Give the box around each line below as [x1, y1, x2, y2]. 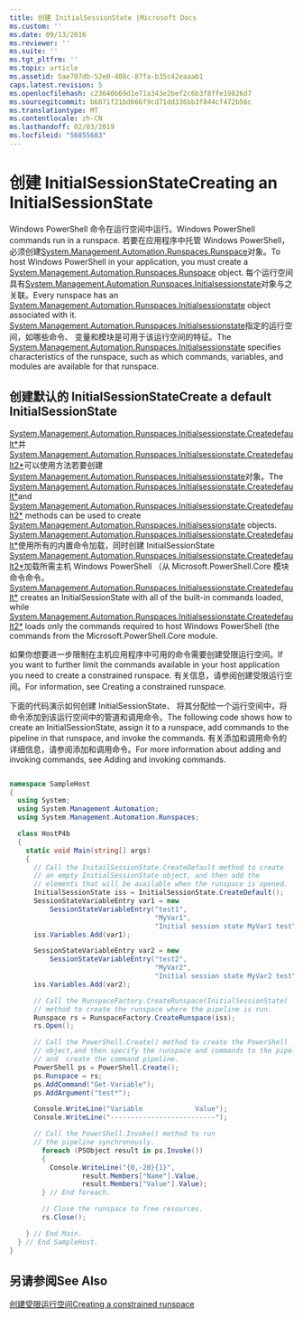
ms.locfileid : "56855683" [9, 131, 106, 140]
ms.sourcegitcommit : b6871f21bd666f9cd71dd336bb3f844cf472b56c [9, 97, 252, 107]
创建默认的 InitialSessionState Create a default [9, 390, 272, 405]
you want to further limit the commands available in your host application [9, 659, 280, 670]
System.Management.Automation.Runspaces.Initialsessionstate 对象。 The [9, 471, 284, 482]
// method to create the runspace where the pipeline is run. [32, 1004, 272, 1013]
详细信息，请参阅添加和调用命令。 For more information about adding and [9, 743, 281, 755]
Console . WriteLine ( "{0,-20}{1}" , [49, 1163, 176, 1172]
